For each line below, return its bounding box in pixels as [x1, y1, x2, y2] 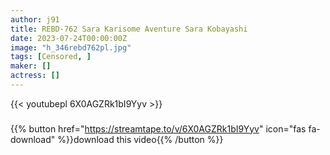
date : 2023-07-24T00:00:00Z [10, 33, 128, 43]
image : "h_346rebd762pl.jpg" [10, 42, 132, 53]
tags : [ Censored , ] [10, 52, 92, 62]
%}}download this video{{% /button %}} [57, 133, 224, 145]
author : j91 [10, 14, 60, 25]
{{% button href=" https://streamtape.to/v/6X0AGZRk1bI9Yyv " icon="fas [10, 122, 307, 135]
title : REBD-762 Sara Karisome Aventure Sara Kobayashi [10, 24, 248, 34]
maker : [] [10, 61, 52, 71]
